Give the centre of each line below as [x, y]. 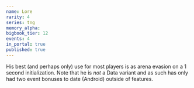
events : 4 [18, 39]
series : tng [20, 22]
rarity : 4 [18, 17]
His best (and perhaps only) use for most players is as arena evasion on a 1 [96, 66]
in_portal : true [26, 45]
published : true [26, 50]
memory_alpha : [23, 28]
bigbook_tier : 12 [27, 33]
